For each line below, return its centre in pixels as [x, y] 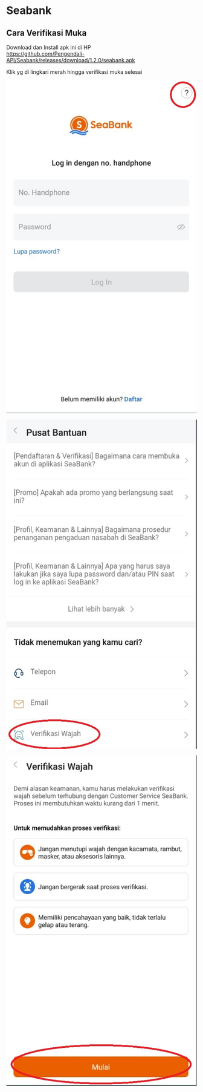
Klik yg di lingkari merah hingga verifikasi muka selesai [74, 72]
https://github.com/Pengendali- [45, 54]
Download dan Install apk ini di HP [49, 47]
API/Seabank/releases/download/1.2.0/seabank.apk [71, 60]
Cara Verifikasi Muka [47, 33]
